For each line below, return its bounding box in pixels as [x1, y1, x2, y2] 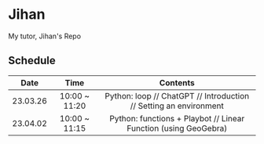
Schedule [8, 54, 57, 67]
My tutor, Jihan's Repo [8, 31, 81, 41]
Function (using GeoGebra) [126, 123, 228, 134]
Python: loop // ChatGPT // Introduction [104, 90, 250, 101]
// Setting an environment [130, 100, 224, 111]
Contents [159, 77, 195, 88]
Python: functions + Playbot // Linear [109, 113, 245, 124]
